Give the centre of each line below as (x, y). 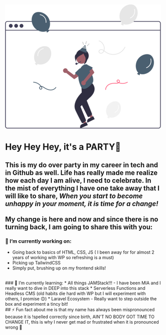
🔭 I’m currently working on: (38, 241)
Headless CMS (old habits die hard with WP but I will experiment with (75, 293)
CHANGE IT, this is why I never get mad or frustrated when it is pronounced (82, 322)
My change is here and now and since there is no (82, 220)
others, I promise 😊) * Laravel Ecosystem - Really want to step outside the (81, 299)
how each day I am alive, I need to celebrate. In (78, 181)
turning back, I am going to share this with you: (79, 227)
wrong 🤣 (14, 327)
